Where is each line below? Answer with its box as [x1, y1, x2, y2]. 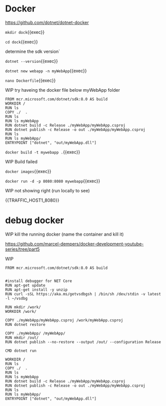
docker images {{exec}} [5, 168, 51, 174]
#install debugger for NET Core [5, 278, 72, 283]
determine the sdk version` [5, 48, 61, 54]
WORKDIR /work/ [5, 309, 37, 314]
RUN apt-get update [5, 282, 46, 288]
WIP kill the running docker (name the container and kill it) [5, 231, 124, 237]
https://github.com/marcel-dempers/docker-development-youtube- [5, 241, 144, 247]
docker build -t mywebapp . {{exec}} [5, 149, 81, 155]
